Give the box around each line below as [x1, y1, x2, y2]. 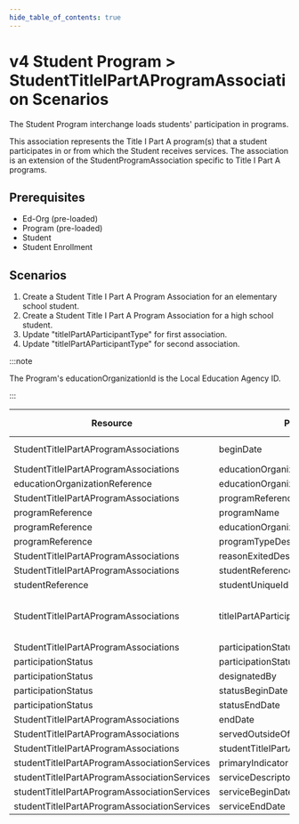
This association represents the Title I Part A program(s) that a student [9, 135, 268, 147]
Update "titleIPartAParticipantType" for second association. [21, 339, 240, 350]
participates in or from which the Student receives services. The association [9, 145, 289, 156]
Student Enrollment [21, 242, 93, 253]
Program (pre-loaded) [21, 223, 103, 234]
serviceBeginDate [218, 786, 294, 798]
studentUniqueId [218, 579, 289, 592]
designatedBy [218, 670, 278, 683]
